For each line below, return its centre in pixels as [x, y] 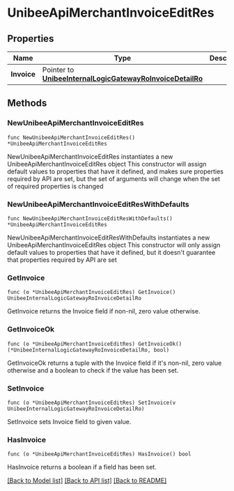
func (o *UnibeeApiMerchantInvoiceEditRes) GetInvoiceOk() [95, 344]
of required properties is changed [55, 186]
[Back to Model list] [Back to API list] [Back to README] [87, 481]
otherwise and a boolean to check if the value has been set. [93, 370]
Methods [27, 103]
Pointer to [58, 70]
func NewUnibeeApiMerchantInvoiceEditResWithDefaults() [90, 218]
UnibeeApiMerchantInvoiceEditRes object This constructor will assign [107, 164]
